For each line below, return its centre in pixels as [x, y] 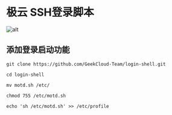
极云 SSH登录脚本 [50, 12]
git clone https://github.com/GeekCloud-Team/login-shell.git [86, 64]
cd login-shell [25, 75]
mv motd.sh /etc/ [28, 85]
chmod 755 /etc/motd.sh [36, 96]
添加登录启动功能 [38, 50]
